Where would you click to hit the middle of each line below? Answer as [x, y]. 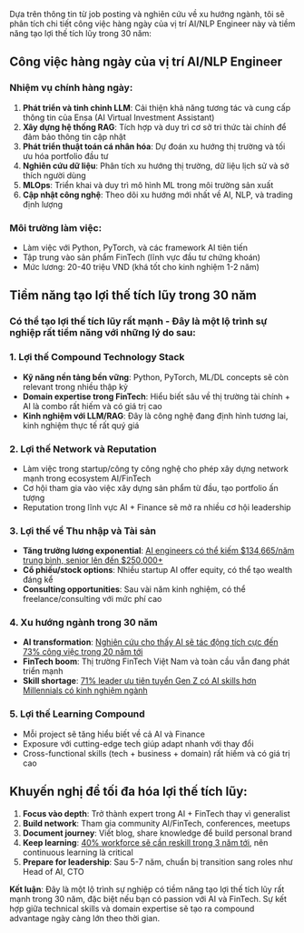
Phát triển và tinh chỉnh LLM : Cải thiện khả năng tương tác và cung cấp [157, 107]
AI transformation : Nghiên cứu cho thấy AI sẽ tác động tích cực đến [150, 642]
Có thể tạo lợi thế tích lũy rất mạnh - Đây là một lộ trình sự [138, 321]
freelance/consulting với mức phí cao [92, 599]
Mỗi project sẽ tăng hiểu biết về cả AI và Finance [114, 734]
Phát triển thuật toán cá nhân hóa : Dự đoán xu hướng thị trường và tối [154, 146]
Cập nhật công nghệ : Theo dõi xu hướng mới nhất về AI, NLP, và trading [157, 195]
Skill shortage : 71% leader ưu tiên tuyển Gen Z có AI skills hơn [139, 681]
